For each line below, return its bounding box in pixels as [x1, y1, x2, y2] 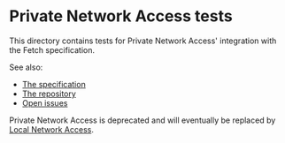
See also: [9, 62, 43, 72]
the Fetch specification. [9, 44, 96, 55]
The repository [21, 88, 77, 99]
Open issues [21, 97, 68, 108]
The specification [21, 79, 86, 89]
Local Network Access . [9, 124, 95, 134]
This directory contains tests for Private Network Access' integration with [9, 35, 277, 46]
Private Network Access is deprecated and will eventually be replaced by [9, 115, 276, 125]
